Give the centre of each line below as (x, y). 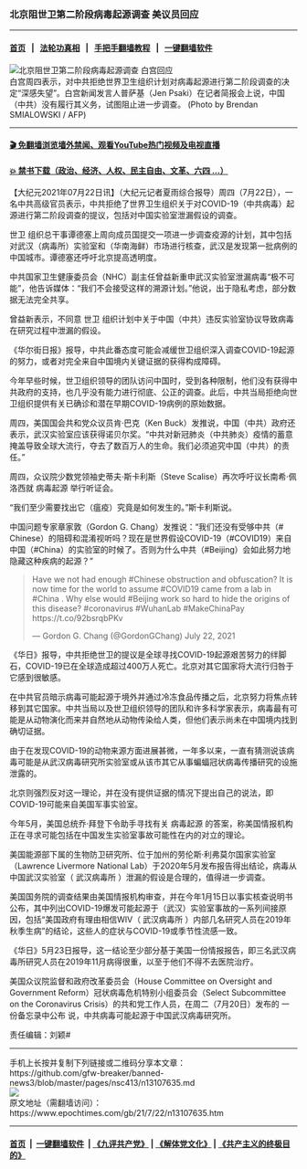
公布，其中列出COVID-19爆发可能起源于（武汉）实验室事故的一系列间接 (144, 908)
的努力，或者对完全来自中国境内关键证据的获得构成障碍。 (117, 362)
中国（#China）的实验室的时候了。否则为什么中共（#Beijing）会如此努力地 (150, 550)
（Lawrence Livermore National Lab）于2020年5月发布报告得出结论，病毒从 (153, 866)
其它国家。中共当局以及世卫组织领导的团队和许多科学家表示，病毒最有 (157, 709)
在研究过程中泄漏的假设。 (58, 331)
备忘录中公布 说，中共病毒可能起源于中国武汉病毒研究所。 (126, 1016)
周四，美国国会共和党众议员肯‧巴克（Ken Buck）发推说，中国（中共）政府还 (153, 423)
